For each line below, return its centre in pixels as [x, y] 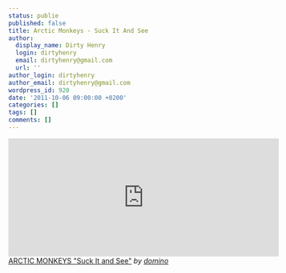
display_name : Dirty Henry [60, 46]
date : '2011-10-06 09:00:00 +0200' [68, 98]
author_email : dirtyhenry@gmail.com [69, 82]
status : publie [34, 16]
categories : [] [34, 105]
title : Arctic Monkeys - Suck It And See [79, 30]
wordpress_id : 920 [39, 90]
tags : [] [23, 113]
